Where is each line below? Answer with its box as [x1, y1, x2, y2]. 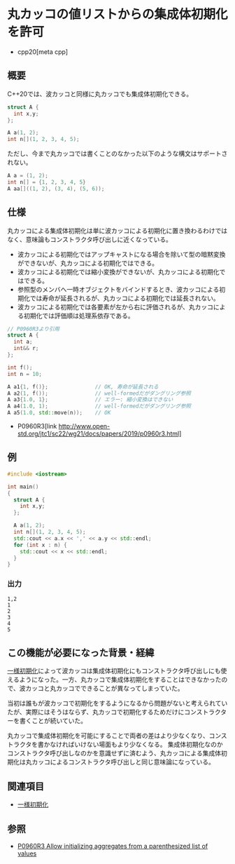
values [17, 849, 37, 858]
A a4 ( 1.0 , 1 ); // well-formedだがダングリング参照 [7, 403, 191, 410]
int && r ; [13, 345, 39, 352]
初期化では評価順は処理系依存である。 [23, 311, 134, 320]
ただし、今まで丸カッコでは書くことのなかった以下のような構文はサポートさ [7, 149, 228, 158]
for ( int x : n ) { [13, 541, 68, 548]
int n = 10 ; [7, 370, 42, 377]
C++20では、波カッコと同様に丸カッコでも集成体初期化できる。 [7, 89, 193, 98]
